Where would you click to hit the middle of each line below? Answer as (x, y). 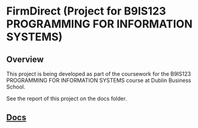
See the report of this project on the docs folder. (67, 99)
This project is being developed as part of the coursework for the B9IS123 (99, 74)
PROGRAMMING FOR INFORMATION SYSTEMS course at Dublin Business (99, 80)
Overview (25, 59)
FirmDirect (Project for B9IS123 (86, 11)
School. (16, 87)
